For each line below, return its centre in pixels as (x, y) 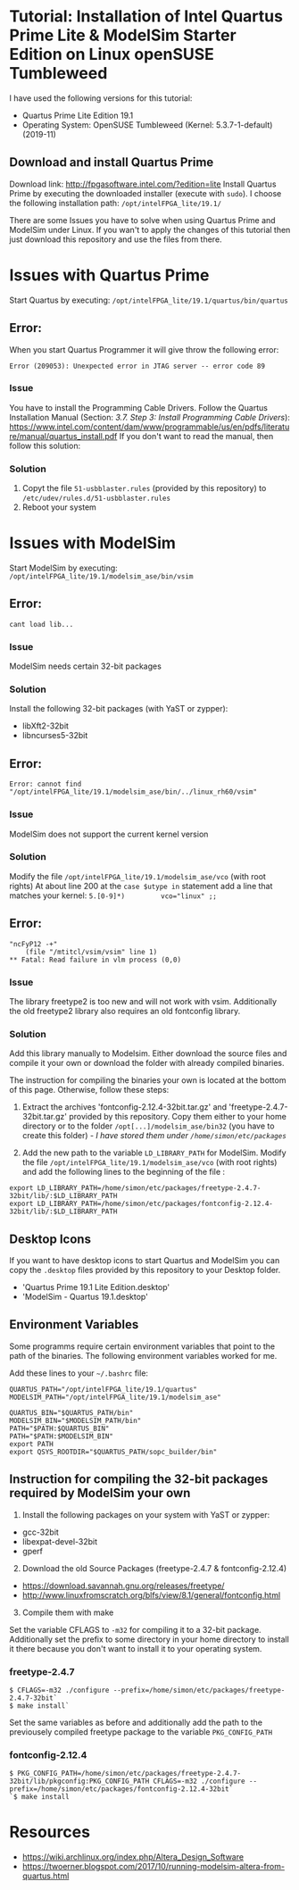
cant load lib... (42, 624)
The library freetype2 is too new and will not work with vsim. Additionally (143, 1001)
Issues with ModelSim (93, 543)
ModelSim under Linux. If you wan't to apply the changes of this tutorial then (150, 229)
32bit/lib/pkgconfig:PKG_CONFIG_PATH (79, 1782)
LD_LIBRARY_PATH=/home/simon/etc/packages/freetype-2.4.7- (149, 1188)
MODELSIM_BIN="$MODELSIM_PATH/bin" (75, 1420)
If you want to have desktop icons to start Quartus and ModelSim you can (145, 1261)
